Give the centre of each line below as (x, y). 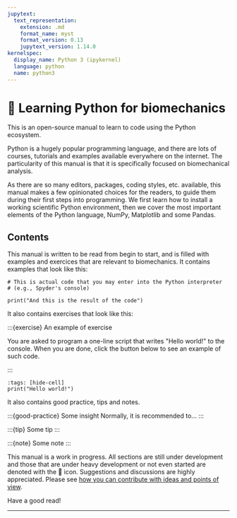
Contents (28, 237)
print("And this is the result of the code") (75, 301)
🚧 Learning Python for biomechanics (116, 108)
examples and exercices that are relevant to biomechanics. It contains (109, 261)
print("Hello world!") (41, 389)
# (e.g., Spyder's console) (49, 288)
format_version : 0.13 (51, 40)
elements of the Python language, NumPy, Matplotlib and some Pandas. (112, 215)
